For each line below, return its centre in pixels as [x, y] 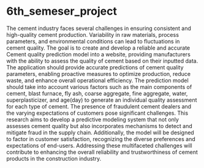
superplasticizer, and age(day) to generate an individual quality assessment [102, 100]
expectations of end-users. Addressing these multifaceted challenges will [99, 145]
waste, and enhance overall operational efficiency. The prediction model [97, 80]
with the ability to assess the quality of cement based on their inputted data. [102, 61]
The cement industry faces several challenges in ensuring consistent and [99, 28]
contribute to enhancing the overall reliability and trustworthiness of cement [102, 152]
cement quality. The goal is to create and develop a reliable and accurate [98, 48]
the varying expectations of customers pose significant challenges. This [97, 113]
